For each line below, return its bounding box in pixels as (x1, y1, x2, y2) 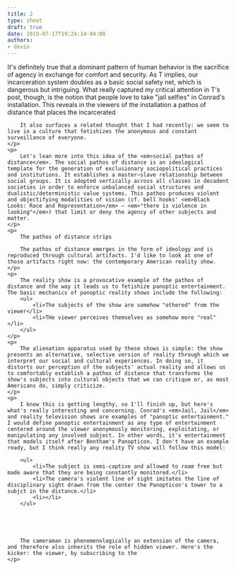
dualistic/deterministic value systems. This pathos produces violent (7, 190, 220, 197)
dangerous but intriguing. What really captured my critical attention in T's (7, 86, 220, 94)
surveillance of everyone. (7, 134, 87, 141)
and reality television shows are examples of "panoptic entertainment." (7, 413, 230, 420)
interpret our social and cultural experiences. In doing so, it (7, 357, 203, 364)
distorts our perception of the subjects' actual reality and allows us (7, 364, 226, 371)
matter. (7, 215, 30, 222)
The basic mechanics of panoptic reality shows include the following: (7, 289, 223, 296)
